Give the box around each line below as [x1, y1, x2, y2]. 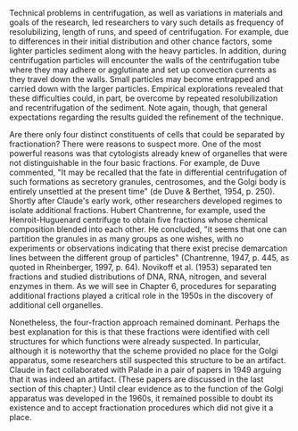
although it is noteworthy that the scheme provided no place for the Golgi [9, 345, 278, 356]
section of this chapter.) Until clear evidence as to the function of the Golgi [9, 384, 284, 394]
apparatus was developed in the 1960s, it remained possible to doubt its [9, 393, 274, 403]
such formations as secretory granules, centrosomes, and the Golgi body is [9, 177, 286, 186]
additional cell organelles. [9, 300, 103, 311]
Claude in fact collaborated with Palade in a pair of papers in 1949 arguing [9, 365, 282, 375]
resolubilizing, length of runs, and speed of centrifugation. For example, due [9, 27, 289, 37]
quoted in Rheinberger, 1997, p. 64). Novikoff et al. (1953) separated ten [9, 262, 272, 272]
